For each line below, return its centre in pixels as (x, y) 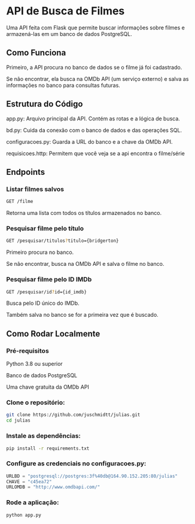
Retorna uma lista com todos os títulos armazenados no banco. (84, 213)
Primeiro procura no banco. (40, 252)
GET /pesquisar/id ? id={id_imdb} (46, 292)
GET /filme (20, 202)
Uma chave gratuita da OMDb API (48, 387)
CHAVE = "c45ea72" (29, 481)
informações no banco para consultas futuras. (63, 85)
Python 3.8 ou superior (34, 364)
